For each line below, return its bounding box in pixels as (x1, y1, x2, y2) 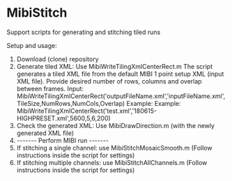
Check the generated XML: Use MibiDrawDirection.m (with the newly (16, 121, 215, 129)
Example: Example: (126, 99, 181, 107)
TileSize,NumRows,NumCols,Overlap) (16, 99, 125, 107)
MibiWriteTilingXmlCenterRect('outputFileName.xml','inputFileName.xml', (16, 92, 226, 100)
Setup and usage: (6, 41, 57, 49)
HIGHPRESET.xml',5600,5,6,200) (16, 113, 111, 123)
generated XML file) (16, 129, 75, 137)
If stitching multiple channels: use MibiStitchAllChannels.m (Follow (16, 158, 208, 166)
